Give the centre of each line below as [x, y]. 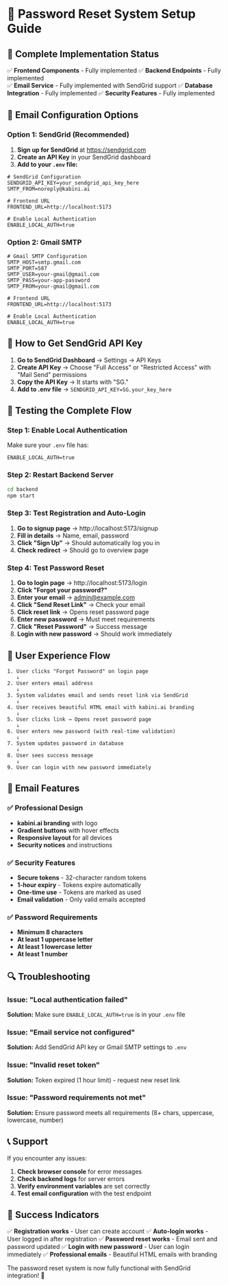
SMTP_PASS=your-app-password [49, 280]
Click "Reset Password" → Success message [82, 627]
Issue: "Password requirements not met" [77, 1098]
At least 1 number [42, 954]
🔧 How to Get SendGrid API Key [75, 344]
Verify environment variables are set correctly [84, 1186]
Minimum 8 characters [50, 932]
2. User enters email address [50, 683]
